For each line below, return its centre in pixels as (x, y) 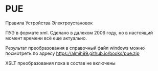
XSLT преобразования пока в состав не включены (61, 63)
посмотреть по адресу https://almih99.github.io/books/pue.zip (72, 53)
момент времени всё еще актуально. (46, 38)
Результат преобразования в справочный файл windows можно (75, 48)
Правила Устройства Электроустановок (49, 23)
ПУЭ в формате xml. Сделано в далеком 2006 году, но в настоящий (79, 32)
